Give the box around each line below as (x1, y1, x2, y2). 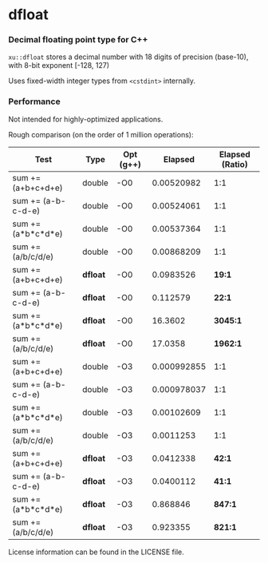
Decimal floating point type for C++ (8, 34, 148, 46)
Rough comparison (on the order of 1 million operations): (8, 129, 194, 139)
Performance (8, 96, 61, 107)
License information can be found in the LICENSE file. (8, 547, 185, 557)
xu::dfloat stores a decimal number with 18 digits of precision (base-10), (8, 52, 249, 61)
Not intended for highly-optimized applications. (8, 114, 164, 124)
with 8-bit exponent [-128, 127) (8, 61, 110, 70)
